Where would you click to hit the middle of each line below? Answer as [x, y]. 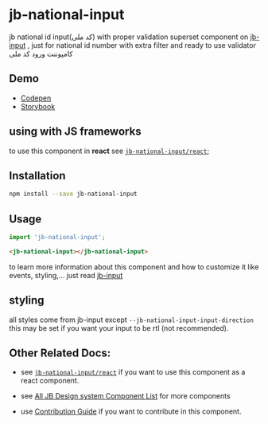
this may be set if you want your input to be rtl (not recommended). [119, 328]
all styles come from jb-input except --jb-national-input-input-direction [131, 320]
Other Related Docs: [60, 353]
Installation [37, 176]
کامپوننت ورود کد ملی [41, 53]
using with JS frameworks [75, 132]
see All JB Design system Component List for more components [125, 396]
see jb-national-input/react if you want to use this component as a [133, 372]
